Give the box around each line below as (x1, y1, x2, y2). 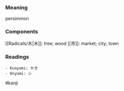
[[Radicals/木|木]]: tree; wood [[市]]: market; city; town (5, 40, 119, 47)
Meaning (5, 4, 28, 11)
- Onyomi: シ (5, 71, 32, 76)
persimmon (5, 16, 29, 22)
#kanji (5, 80, 18, 86)
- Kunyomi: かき (5, 65, 38, 71)
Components (5, 28, 38, 35)
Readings (5, 53, 29, 60)
